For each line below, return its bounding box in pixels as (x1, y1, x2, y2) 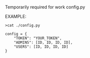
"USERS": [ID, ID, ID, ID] (14, 44, 69, 49)
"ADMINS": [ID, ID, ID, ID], (14, 40, 73, 45)
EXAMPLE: (5, 14, 27, 19)
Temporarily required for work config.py (5, 4, 85, 10)
